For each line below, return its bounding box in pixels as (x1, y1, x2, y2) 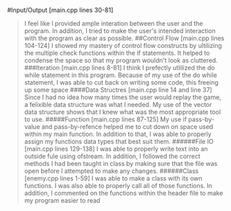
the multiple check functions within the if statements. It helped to (24, 49, 210, 57)
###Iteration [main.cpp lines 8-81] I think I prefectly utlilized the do (24, 64, 215, 71)
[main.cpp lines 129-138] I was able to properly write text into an (24, 145, 208, 153)
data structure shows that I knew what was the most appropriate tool (24, 108, 221, 116)
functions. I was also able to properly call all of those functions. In (24, 182, 213, 189)
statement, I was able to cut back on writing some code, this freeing (24, 78, 219, 86)
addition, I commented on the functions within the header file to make (24, 189, 223, 197)
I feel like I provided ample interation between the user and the (24, 19, 203, 27)
